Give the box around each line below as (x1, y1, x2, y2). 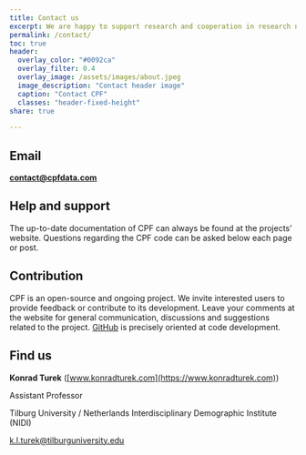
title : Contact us (9, 13, 79, 23)
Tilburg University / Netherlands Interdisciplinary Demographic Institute (9, 407, 278, 419)
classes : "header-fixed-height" (17, 97, 141, 107)
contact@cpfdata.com (9, 172, 97, 183)
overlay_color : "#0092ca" (17, 56, 117, 65)
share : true (9, 106, 55, 116)
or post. (9, 242, 39, 253)
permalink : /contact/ (9, 30, 92, 39)
